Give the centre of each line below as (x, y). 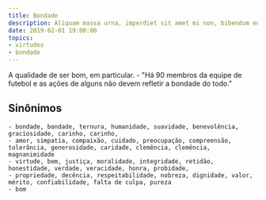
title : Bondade (33, 15)
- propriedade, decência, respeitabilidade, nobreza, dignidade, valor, (131, 175)
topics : (21, 38)
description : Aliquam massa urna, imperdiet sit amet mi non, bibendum (129, 23)
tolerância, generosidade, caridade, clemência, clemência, (110, 148)
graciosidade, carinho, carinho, (63, 133)
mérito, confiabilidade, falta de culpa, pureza (90, 182)
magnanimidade (32, 154)
